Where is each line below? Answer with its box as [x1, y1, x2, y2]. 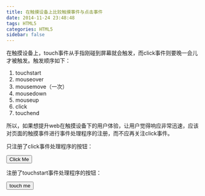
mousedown [15, 90, 47, 97]
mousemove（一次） [15, 83, 68, 91]
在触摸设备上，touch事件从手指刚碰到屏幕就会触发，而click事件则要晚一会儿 [6, 50, 198, 57]
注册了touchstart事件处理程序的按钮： [6, 169, 102, 176]
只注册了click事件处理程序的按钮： [6, 143, 93, 150]
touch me [9, 183, 31, 189]
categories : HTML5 [6, 26, 53, 32]
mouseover [15, 76, 44, 83]
